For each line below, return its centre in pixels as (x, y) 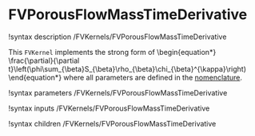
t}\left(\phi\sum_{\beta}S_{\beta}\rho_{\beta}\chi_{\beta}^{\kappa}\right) (127, 68)
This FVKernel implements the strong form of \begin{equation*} (112, 52)
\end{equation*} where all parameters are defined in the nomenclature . (125, 77)
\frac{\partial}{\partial (44, 60)
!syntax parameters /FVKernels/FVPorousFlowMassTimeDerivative (118, 92)
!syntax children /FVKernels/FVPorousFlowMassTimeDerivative (112, 123)
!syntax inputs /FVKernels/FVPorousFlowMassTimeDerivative (109, 108)
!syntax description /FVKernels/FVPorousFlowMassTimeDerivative (118, 37)
